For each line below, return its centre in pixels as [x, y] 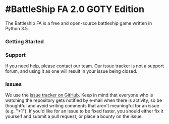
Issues [14, 84]
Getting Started [24, 41]
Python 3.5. [17, 28]
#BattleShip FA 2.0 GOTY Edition [75, 9]
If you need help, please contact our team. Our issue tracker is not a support [84, 66]
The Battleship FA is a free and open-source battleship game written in [79, 23]
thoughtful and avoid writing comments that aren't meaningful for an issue [82, 106]
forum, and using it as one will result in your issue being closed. [71, 71]
